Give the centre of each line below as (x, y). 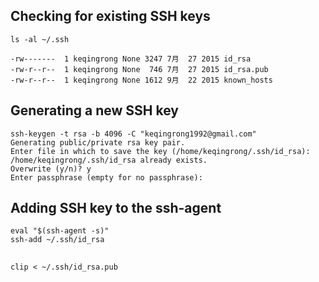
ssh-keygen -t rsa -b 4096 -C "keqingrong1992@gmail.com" (133, 134)
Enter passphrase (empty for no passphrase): (106, 177)
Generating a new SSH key (94, 110)
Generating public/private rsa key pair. (98, 142)
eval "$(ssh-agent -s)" (60, 231)
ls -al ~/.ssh (40, 39)
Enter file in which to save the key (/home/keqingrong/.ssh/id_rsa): (160, 151)
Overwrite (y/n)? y (51, 169)
